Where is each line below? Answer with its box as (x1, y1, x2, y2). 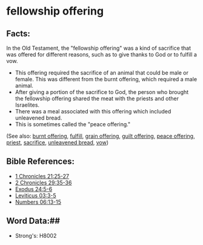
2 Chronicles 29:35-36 (15, 179, 72, 186)
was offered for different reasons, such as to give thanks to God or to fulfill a (6, 51, 197, 58)
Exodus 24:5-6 (15, 185, 53, 192)
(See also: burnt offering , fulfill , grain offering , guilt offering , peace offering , (6, 132, 195, 139)
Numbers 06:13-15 (15, 198, 62, 206)
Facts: (6, 29, 30, 39)
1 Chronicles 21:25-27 (15, 172, 70, 180)
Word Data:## (6, 216, 61, 226)
